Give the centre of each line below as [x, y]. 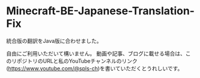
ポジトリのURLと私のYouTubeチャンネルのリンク [77, 61]
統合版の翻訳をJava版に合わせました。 [54, 40]
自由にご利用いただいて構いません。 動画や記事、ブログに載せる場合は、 [96, 53]
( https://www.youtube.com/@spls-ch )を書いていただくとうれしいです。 [95, 68]
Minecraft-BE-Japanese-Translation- [100, 11]
